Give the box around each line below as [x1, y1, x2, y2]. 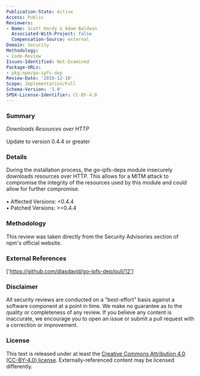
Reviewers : [6, 20, 33, 26]
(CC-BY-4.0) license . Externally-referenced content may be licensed [6, 356, 175, 363]
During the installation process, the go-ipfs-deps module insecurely [6, 167, 173, 174]
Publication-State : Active [6, 8, 73, 15]
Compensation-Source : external [11, 36, 90, 42]
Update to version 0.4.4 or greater [6, 138, 91, 145]
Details [6, 153, 27, 161]
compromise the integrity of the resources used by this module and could [6, 179, 187, 186]
